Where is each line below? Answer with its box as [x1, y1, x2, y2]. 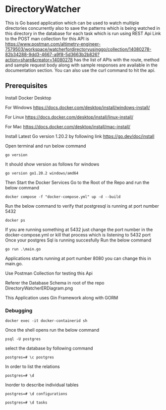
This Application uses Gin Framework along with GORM [5, 294, 118, 300]
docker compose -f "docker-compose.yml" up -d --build [5, 194, 121, 199]
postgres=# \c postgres [5, 355, 55, 360]
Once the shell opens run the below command [5, 327, 100, 333]
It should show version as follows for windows [5, 161, 100, 167]
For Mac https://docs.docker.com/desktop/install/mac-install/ [5, 123, 130, 129]
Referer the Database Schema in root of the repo [5, 280, 105, 286]
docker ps [5, 218, 26, 223]
